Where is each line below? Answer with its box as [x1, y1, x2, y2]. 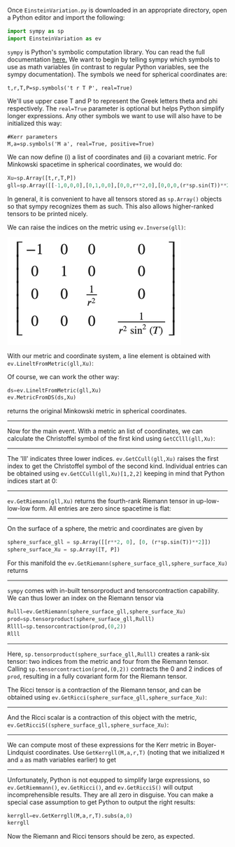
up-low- [196, 497, 220, 506]
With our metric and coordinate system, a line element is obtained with [7, 351, 211, 360]
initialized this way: [7, 119, 62, 127]
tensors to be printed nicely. [7, 209, 89, 218]
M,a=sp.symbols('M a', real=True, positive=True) [7, 140, 155, 148]
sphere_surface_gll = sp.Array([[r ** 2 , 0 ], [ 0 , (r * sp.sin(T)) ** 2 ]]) [7, 539, 211, 546]
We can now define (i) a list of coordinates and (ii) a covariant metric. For [7, 152, 218, 161]
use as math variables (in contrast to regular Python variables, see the [7, 62, 209, 71]
